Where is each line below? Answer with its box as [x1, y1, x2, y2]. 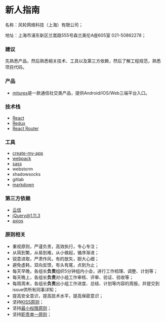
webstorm [12, 166, 33, 172]
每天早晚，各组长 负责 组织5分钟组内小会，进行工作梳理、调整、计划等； [12, 268, 158, 274]
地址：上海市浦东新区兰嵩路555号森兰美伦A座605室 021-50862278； [5, 32, 146, 38]
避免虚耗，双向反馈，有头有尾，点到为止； [12, 262, 99, 268]
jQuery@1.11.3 [12, 213, 41, 219]
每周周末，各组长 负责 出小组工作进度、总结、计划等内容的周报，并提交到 [12, 280, 160, 286]
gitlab [12, 176, 24, 183]
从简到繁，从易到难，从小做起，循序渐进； [12, 249, 99, 255]
